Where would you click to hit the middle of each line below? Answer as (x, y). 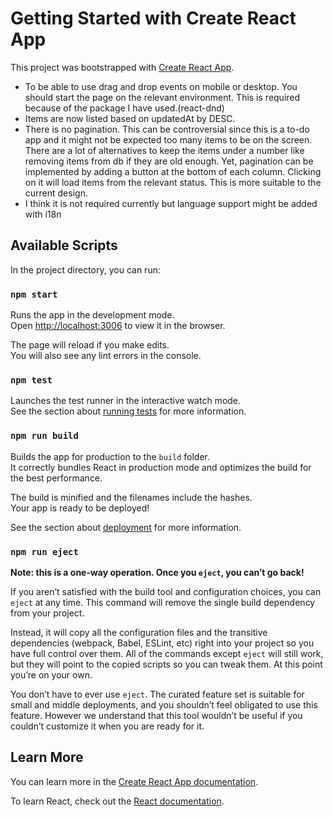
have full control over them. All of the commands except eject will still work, (167, 653)
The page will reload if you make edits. (90, 345)
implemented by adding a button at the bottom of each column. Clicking (173, 171)
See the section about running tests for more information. (128, 411)
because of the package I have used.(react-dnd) (124, 108)
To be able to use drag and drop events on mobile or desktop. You (161, 86)
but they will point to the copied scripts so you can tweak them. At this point (166, 664)
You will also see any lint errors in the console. (106, 356)
